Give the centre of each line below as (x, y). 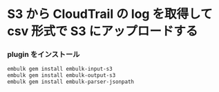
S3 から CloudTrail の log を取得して (110, 14)
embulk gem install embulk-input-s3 (60, 69)
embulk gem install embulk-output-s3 (61, 76)
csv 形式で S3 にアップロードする (103, 31)
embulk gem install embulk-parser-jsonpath (71, 82)
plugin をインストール (44, 54)
